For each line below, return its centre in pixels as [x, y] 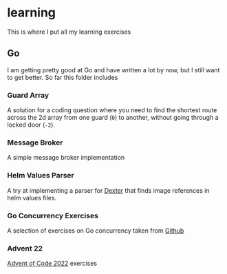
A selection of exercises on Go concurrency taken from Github [96, 230]
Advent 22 [25, 248]
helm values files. [32, 198]
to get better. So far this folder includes [63, 77]
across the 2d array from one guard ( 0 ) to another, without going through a [113, 118]
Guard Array [28, 95]
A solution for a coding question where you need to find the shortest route [112, 110]
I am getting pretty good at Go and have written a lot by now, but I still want [113, 70]
